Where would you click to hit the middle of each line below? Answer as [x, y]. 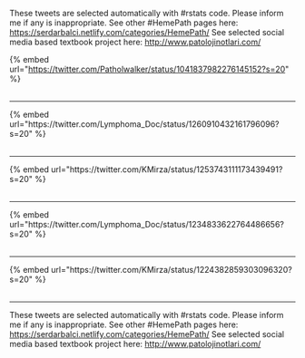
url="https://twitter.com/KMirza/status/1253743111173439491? [167, 169]
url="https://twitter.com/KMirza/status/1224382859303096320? [172, 270]
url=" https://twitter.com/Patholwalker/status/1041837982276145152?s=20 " [149, 69]
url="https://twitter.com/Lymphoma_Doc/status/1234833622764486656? [147, 224]
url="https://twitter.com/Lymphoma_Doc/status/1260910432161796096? [144, 124]
